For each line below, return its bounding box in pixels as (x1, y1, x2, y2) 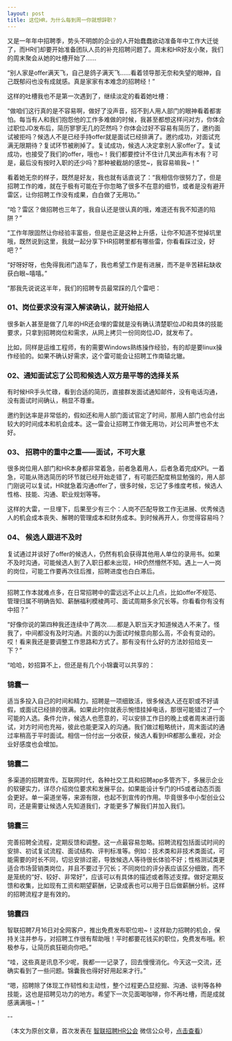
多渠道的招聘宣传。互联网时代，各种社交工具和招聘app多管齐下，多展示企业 (7, 776, 224, 784)
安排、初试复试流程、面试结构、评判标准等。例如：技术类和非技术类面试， (7, 847, 219, 855)
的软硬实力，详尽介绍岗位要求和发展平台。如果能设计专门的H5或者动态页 (7, 784, 215, 793)
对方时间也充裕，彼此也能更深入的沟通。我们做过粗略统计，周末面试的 (19, 722, 219, 730)
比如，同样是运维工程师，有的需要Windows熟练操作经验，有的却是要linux (7, 343, 216, 351)
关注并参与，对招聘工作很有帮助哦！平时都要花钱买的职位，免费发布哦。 (12, 934, 219, 943)
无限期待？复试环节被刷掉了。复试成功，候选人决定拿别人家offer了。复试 (12, 141, 221, 149)
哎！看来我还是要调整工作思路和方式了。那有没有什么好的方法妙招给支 (7, 637, 207, 645)
